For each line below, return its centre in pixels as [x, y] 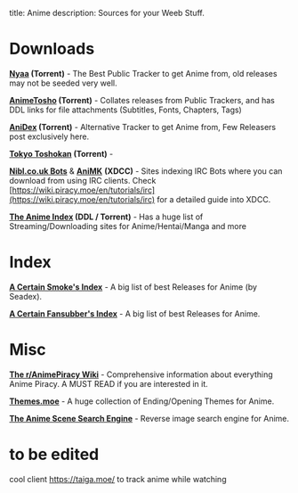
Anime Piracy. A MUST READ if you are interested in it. [109, 383]
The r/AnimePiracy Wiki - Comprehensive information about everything [141, 374]
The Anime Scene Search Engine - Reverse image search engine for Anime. [149, 418]
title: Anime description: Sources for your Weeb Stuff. [107, 13]
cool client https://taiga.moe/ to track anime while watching [118, 479]
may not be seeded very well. [63, 83]
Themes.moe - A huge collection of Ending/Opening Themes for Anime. [142, 401]
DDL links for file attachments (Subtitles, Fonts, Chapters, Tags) [125, 110]
